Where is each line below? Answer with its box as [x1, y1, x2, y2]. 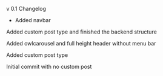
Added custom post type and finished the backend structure [6, 28, 158, 35]
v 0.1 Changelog [6, 5, 47, 12]
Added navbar [15, 17, 51, 23]
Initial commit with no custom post [6, 63, 92, 70]
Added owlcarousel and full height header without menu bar [6, 40, 156, 47]
